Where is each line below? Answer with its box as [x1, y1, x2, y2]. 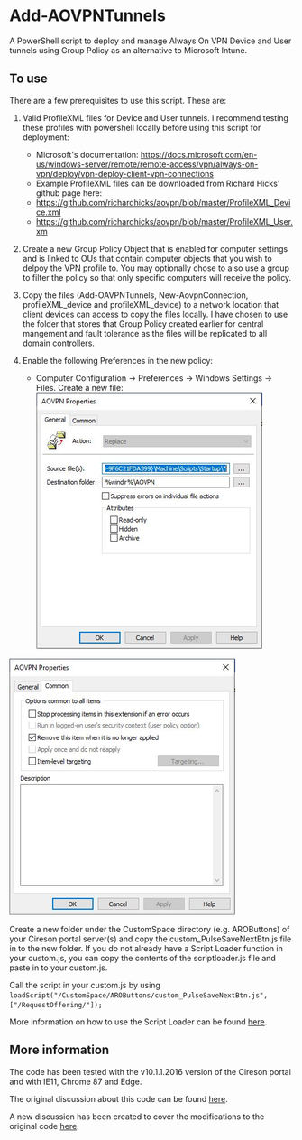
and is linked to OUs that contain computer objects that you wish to [22, 253, 272, 264]
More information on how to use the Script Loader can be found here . [9, 1016, 268, 1027]
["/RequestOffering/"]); [9, 1000, 103, 1009]
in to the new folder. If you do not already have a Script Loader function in [9, 942, 284, 953]
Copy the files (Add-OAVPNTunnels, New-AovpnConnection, [22, 290, 249, 301]
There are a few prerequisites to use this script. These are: [9, 95, 227, 106]
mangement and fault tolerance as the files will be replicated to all [22, 328, 268, 338]
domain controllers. [22, 338, 95, 348]
